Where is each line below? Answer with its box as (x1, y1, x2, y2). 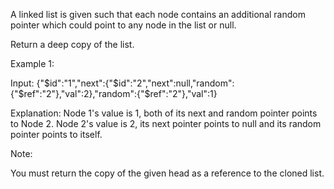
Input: (10, 77, 35, 89)
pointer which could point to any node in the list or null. (10, 19, 237, 31)
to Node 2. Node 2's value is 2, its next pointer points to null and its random (10, 118, 322, 129)
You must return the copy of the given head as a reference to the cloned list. (10, 167, 325, 179)
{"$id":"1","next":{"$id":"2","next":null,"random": (36, 77, 235, 89)
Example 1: (10, 58, 55, 69)
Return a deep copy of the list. (10, 39, 135, 50)
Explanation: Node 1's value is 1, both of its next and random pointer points (10, 107, 318, 119)
